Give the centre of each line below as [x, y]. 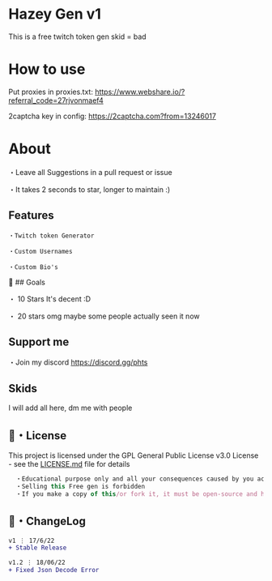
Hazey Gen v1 [55, 14]
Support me [39, 342]
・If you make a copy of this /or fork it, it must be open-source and [136, 494]
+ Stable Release [38, 548]
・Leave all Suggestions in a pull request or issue [90, 172]
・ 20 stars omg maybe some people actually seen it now [104, 316]
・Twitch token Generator [51, 236]
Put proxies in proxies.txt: [51, 92]
